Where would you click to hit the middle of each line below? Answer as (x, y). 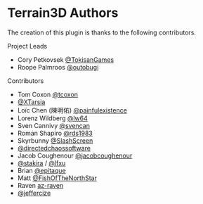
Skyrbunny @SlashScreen (55, 140)
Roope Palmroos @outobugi (58, 67)
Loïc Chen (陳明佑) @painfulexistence (72, 110)
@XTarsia (31, 102)
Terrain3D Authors (63, 13)
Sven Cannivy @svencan (53, 125)
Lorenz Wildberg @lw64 (52, 118)
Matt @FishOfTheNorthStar (57, 178)
